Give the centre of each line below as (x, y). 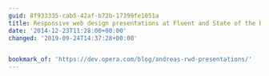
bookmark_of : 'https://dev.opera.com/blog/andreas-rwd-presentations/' (130, 60)
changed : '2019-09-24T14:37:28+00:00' (73, 38)
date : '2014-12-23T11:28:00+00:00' (68, 30)
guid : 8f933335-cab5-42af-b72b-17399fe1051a (84, 16)
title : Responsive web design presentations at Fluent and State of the (132, 23)
